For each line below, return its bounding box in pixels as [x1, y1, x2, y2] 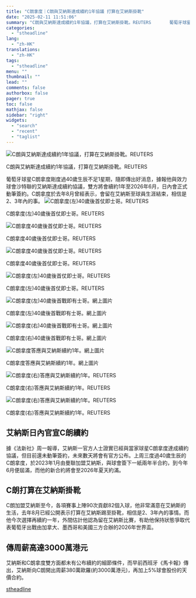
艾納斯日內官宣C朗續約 [6, 428, 89, 438]
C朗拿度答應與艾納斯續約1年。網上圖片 [6, 359, 99, 366]
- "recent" [11, 128, 38, 135]
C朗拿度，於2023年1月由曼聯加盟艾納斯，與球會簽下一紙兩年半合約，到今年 [6, 459, 188, 466]
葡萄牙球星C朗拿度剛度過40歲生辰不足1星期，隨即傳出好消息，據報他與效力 [6, 175, 187, 182]
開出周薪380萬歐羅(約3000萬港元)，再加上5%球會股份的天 [45, 566, 187, 574]
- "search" [11, 123, 38, 129]
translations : [6, 47, 41, 53]
